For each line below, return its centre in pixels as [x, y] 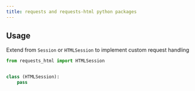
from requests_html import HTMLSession [56, 61]
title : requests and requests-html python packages [71, 12]
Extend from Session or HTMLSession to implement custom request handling [98, 50]
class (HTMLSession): [33, 77]
